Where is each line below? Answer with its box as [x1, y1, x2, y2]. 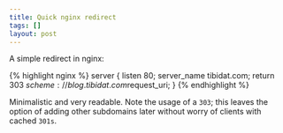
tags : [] [9, 21, 42, 30]
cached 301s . [9, 115, 57, 126]
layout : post [9, 29, 57, 38]
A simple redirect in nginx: [9, 54, 104, 64]
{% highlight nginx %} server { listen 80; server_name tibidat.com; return [9, 70, 275, 81]
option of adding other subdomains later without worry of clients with [9, 107, 262, 117]
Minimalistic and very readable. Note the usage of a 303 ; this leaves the [9, 97, 268, 107]
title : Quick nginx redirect [9, 12, 117, 22]
